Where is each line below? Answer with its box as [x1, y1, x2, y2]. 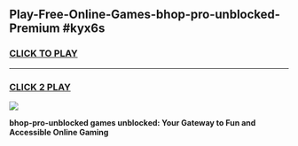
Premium [9, 21, 60, 36]
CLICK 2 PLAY [9, 81, 71, 93]
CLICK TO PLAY [9, 48, 78, 60]
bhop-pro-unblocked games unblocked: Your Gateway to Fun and [9, 117, 256, 127]
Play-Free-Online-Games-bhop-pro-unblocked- [9, 7, 281, 22]
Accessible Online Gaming [9, 127, 109, 137]
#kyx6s [62, 21, 106, 36]
